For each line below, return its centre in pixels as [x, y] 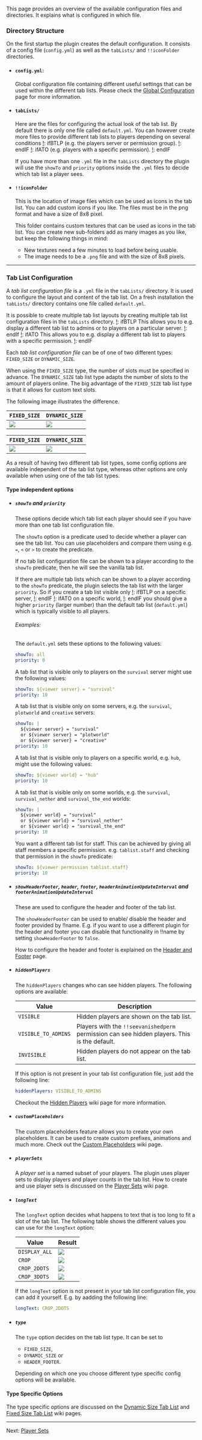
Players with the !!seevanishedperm [126, 1026]
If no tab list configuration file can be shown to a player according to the [104, 561]
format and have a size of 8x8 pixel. [59, 214]
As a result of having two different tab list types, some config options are [96, 463]
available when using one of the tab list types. [63, 476]
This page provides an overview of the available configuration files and [94, 9]
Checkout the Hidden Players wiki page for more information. [91, 1103]
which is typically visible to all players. [62, 611]
